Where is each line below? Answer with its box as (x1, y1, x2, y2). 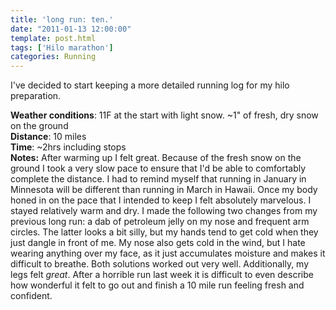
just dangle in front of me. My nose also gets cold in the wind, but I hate (10, 237, 306, 249)
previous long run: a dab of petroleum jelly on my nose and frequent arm (10, 216, 310, 228)
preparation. (10, 90, 62, 102)
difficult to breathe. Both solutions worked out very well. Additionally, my (10, 258, 310, 270)
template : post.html (10, 33, 97, 43)
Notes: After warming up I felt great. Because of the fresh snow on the (10, 152, 302, 164)
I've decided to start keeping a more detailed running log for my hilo (10, 79, 290, 91)
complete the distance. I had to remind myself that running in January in (10, 173, 307, 185)
